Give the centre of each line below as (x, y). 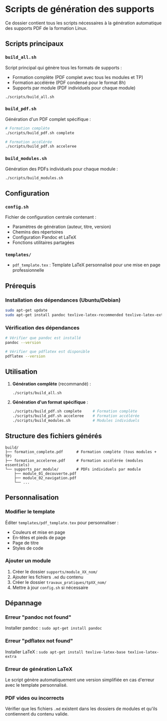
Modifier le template (30, 512)
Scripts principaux (34, 44)
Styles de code (28, 548)
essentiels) (17, 465)
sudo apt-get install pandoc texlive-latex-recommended (64, 315)
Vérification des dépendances (42, 327)
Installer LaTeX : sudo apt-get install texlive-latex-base (65, 651)
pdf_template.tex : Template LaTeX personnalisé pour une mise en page (86, 265)
